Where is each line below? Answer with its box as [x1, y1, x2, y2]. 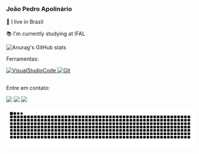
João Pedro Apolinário [6, 5, 73, 13]
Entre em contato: [6, 84, 50, 91]
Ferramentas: [6, 55, 39, 62]
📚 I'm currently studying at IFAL [6, 30, 85, 37]
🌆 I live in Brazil [6, 18, 43, 26]
